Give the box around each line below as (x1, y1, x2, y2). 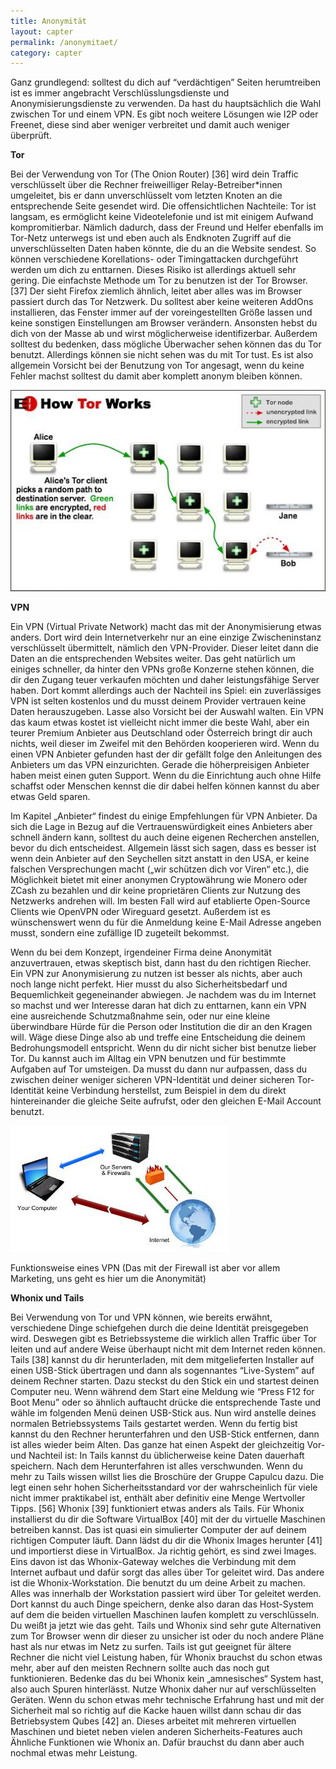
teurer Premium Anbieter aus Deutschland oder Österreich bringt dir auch (10, 727, 313, 739)
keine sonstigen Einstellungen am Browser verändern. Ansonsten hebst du (10, 317, 318, 329)
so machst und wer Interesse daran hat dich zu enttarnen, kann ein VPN (10, 1000, 307, 1012)
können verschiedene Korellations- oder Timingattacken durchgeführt (10, 253, 299, 265)
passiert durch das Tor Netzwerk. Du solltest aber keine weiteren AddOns (10, 296, 314, 308)
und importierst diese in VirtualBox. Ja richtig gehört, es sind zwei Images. (10, 1545, 317, 1557)
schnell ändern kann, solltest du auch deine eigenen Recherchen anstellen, (10, 831, 320, 844)
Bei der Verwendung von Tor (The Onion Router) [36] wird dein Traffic (10, 168, 299, 180)
